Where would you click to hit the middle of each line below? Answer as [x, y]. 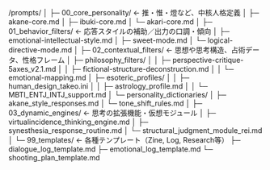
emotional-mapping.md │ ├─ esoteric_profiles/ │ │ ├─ [99, 77]
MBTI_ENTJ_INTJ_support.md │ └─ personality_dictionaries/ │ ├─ [117, 95]
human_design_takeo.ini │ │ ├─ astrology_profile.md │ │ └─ [108, 86]
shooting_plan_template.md [54, 158]
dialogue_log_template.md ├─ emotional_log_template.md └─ [111, 149]
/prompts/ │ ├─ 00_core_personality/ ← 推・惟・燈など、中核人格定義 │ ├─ [134, 12]
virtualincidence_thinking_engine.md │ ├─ [78, 122]
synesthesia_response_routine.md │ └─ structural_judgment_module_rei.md [135, 131]
